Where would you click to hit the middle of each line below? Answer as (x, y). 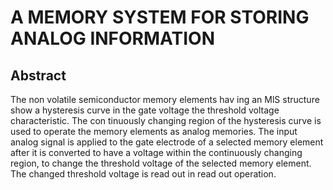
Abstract (38, 75)
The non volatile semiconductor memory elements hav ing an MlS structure (165, 99)
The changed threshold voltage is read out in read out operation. (143, 174)
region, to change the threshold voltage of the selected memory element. (161, 163)
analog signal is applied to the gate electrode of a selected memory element (167, 142)
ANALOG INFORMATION (112, 38)
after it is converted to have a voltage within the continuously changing (156, 152)
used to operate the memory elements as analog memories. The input (154, 131)
